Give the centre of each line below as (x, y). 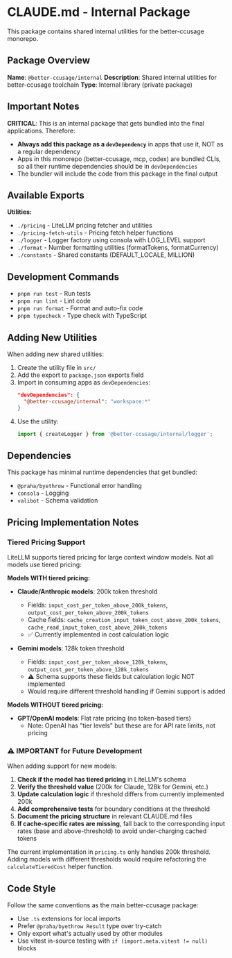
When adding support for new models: (62, 766)
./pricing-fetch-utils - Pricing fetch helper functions (95, 233)
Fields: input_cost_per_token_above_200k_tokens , (98, 605)
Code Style (32, 888)
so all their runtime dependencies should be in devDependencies (107, 166)
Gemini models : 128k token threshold (71, 648)
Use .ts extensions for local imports (69, 919)
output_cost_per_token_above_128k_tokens (88, 670)
